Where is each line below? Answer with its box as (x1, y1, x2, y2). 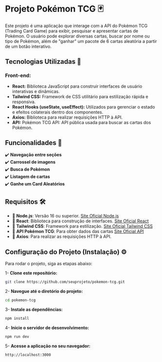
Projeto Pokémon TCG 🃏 (5, 3, 104, 15)
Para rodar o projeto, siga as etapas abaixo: (5, 261, 92, 267)
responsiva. (12, 99, 36, 105)
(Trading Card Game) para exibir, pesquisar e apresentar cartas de (5, 28, 139, 34)
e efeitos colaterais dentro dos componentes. (12, 109, 104, 115)
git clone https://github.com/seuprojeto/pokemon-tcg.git (5, 280, 125, 285)
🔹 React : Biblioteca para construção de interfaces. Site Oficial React (12, 218, 149, 224)
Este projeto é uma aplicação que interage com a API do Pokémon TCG (5, 22, 148, 29)
